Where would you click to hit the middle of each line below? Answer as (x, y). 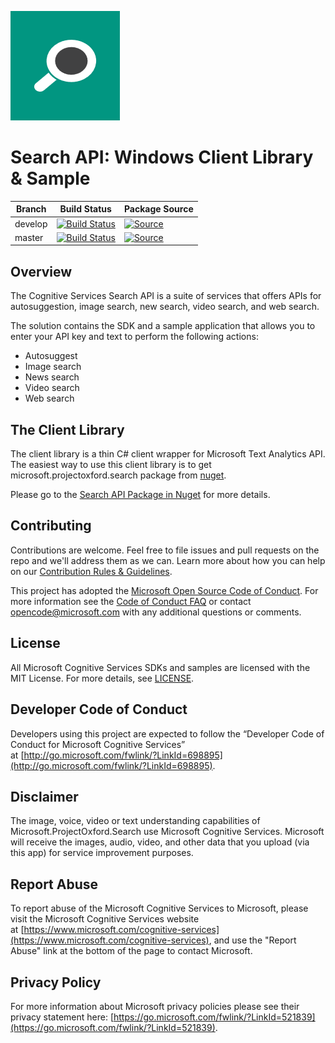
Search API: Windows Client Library (162, 157)
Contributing (51, 526)
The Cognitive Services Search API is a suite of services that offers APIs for (166, 296)
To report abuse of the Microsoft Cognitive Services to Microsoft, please (159, 908)
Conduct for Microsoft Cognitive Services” (98, 744)
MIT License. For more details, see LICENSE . (102, 678)
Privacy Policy (56, 982)
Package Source (158, 209)
